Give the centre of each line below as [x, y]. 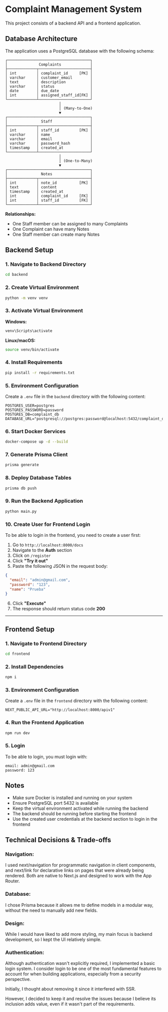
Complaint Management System [73, 9]
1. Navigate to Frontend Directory [46, 643]
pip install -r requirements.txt [40, 373]
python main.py [21, 511]
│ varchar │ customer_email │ [49, 78]
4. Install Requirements [34, 363]
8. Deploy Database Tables [38, 478]
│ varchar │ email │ [49, 139]
